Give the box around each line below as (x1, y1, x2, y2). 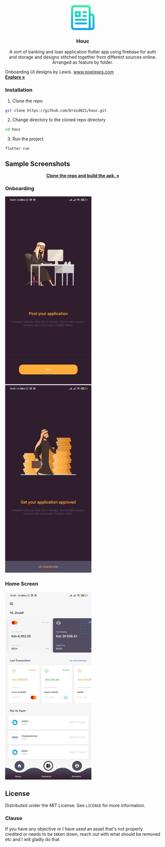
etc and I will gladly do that (5, 837, 60, 843)
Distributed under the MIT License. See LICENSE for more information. (5, 802, 145, 808)
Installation (5, 86, 33, 93)
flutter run (5, 146, 30, 151)
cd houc (5, 127, 21, 132)
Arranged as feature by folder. (52, 59, 113, 65)
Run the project (12, 136, 44, 142)
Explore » (5, 74, 26, 80)
